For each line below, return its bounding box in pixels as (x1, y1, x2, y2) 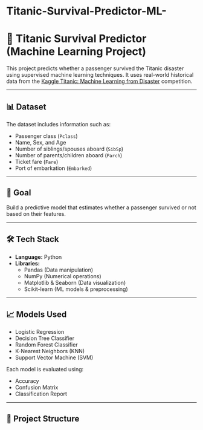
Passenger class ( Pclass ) (14, 132, 78, 140)
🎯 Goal (6, 187, 31, 198)
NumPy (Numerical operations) (24, 272, 101, 279)
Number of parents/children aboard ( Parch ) (14, 151, 123, 158)
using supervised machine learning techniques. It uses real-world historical (6, 71, 194, 79)
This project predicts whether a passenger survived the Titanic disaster (6, 65, 184, 72)
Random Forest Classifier (14, 341, 78, 348)
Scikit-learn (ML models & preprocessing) (24, 285, 128, 293)
